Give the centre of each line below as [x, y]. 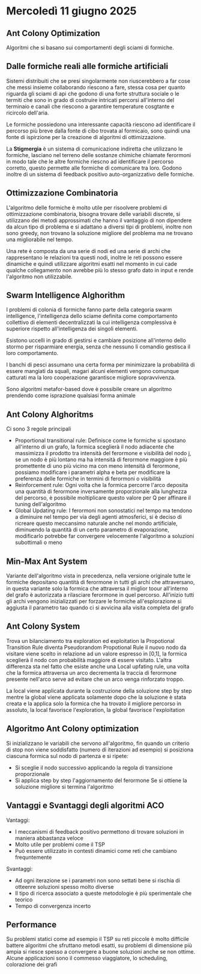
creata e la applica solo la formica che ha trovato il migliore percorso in [94, 704]
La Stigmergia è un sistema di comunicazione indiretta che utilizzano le [94, 149]
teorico [24, 899]
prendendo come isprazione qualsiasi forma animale [71, 396]
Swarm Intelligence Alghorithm [66, 295]
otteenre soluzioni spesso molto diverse [64, 886]
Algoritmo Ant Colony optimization [73, 729]
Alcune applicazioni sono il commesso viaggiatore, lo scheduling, [87, 958]
